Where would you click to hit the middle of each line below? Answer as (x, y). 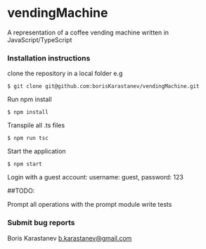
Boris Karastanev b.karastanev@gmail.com (70, 238)
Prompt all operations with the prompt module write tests (90, 205)
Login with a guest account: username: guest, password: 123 (96, 177)
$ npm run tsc (28, 139)
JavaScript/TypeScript (40, 39)
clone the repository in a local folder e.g (65, 74)
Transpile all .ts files (36, 125)
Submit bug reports (41, 223)
